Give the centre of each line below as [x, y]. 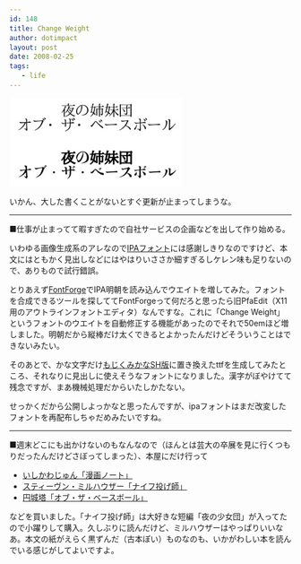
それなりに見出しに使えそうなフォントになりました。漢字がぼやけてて [162, 376]
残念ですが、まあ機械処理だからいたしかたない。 [99, 386]
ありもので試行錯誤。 [64, 270]
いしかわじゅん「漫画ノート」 [77, 474]
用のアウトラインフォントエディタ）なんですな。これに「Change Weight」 [147, 312]
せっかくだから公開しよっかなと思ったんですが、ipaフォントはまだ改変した [148, 406]
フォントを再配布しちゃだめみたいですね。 [88, 417]
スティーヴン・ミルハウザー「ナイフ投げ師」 [104, 486]
